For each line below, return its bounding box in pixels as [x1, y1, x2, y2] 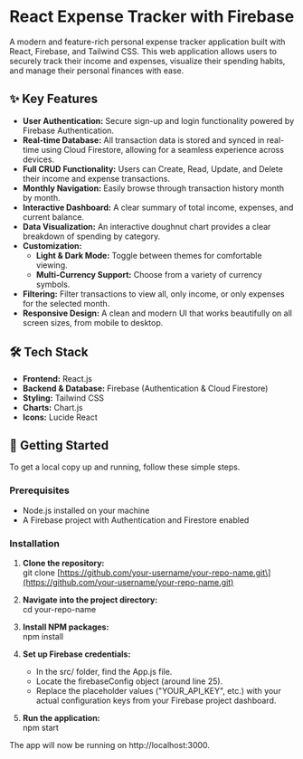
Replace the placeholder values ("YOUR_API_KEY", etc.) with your [35, 685, 282, 696]
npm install [22, 631, 64, 641]
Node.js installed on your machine [22, 505, 150, 516]
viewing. [35, 260, 68, 270]
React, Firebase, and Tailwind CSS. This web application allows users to [9, 45, 278, 56]
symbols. [35, 279, 71, 289]
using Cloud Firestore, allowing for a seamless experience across [41, 144, 285, 155]
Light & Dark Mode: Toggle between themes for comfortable [35, 250, 262, 261]
